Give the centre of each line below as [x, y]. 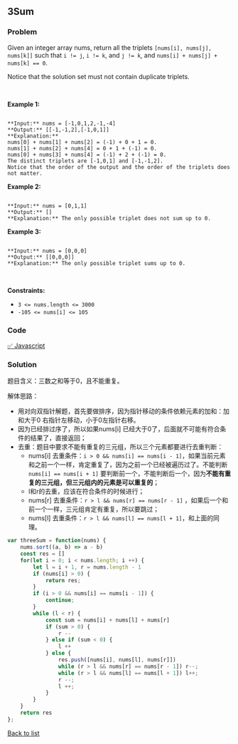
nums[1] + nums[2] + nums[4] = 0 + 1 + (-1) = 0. [82, 148]
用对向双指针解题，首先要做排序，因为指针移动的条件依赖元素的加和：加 [123, 411]
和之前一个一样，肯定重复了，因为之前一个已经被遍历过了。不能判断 [128, 465]
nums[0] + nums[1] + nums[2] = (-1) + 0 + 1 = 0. [82, 142]
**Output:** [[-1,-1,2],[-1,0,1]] [59, 130]
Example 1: [24, 104]
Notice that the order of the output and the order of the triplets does [119, 167]
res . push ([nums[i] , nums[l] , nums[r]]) [117, 660]
